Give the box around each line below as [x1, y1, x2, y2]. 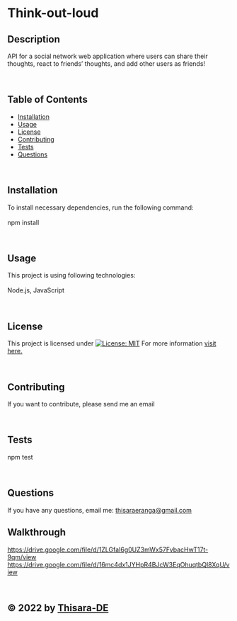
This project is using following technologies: [7, 271, 136, 280]
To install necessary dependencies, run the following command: [7, 203, 194, 212]
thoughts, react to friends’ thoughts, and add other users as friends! [7, 59, 206, 68]
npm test [7, 452, 33, 461]
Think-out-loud [7, 5, 99, 21]
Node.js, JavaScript [7, 286, 65, 295]
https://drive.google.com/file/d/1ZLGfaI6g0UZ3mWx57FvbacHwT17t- [7, 545, 209, 554]
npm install [7, 218, 40, 227]
